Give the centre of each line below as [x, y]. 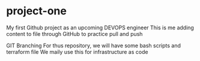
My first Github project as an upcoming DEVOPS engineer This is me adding [100, 28]
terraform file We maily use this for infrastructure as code [77, 51]
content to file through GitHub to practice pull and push [74, 33]
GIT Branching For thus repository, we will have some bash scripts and [94, 45]
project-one [37, 11]
